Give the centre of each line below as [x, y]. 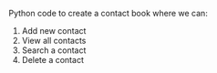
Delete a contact [52, 60]
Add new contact [54, 31]
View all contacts [54, 41]
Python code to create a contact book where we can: [108, 13]
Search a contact [54, 50]
